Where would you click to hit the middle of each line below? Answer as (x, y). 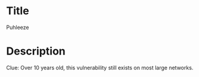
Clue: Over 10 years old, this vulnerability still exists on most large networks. (100, 68)
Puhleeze (18, 27)
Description (36, 51)
